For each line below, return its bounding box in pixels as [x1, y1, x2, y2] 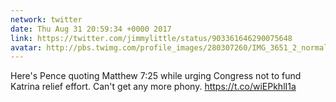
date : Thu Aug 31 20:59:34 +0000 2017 [10, 24, 172, 34]
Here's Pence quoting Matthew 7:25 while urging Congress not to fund [10, 70, 302, 82]
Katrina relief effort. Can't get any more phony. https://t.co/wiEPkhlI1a [10, 81, 297, 93]
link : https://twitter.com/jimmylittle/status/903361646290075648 [10, 33, 293, 43]
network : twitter [10, 14, 83, 25]
